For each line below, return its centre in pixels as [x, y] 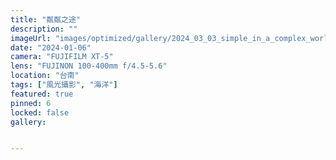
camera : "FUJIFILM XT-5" [62, 57]
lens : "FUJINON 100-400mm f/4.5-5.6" [89, 66]
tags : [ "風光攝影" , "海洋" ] [64, 85]
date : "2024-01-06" [51, 47]
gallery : [28, 122]
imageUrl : [31, 38]
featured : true [42, 94]
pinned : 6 [31, 103]
